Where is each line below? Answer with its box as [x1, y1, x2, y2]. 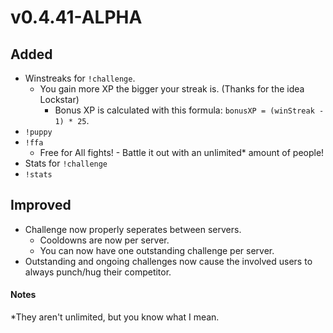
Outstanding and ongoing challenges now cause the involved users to [24, 255, 313, 267]
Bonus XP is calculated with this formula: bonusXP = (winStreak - [54, 104, 325, 116]
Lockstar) [39, 94, 80, 105]
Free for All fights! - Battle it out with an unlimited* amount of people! [39, 147, 325, 158]
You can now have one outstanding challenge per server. [39, 244, 275, 256]
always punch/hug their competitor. [24, 266, 172, 278]
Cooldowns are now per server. [39, 234, 170, 246]
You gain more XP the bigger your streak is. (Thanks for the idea [39, 83, 305, 95]
